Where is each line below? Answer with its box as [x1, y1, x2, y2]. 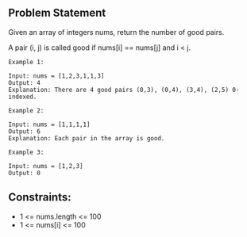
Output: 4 [8, 78, 41, 86]
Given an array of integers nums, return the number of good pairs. [8, 27, 225, 36]
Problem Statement [8, 6, 106, 20]
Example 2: [8, 106, 44, 114]
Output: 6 [8, 127, 41, 136]
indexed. [8, 93, 37, 101]
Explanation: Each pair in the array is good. [8, 134, 165, 142]
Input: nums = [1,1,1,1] [8, 120, 91, 128]
